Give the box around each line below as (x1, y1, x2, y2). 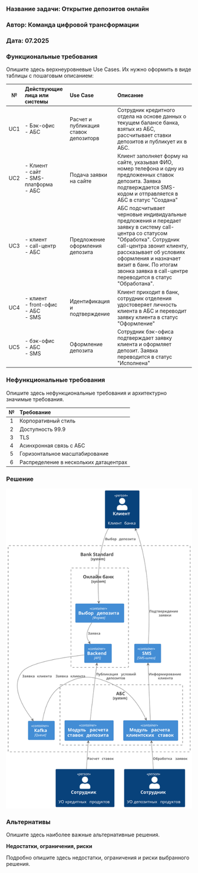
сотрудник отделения (117, 295, 172, 302)
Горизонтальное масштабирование (19, 450, 109, 458)
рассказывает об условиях (117, 249, 186, 256)
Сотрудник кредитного (117, 106, 176, 114)
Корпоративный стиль (19, 417, 75, 424)
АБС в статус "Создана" (117, 196, 178, 204)
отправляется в (138, 190, 179, 197)
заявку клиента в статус (117, 313, 179, 321)
